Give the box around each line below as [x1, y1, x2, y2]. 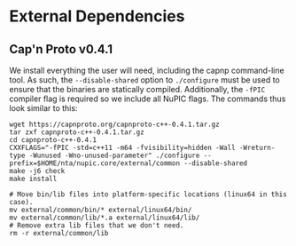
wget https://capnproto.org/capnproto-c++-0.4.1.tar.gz [9, 120, 220, 129]
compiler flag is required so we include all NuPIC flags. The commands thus [9, 93, 286, 104]
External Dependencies [9, 6, 185, 27]
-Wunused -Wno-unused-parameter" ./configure [28, 151, 200, 160]
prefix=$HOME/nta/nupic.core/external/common [9, 159, 180, 168]
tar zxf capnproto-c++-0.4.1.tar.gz [9, 128, 144, 137]
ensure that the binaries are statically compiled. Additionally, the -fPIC [9, 84, 266, 94]
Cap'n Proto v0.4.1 [9, 42, 113, 57]
